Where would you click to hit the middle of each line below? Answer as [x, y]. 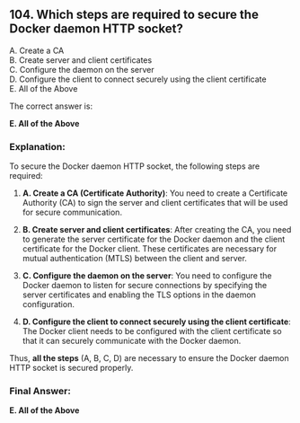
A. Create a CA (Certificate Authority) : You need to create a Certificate [155, 193]
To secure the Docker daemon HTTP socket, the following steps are [135, 166]
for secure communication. [72, 212]
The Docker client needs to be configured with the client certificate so [152, 331]
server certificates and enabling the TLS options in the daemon [139, 295]
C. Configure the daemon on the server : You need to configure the [147, 276]
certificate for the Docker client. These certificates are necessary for [149, 249]
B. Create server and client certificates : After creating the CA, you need [157, 230]
